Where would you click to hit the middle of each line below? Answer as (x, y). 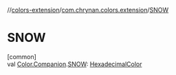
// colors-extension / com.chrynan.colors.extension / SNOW (88, 10)
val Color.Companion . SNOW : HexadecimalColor (75, 64)
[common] (22, 56)
